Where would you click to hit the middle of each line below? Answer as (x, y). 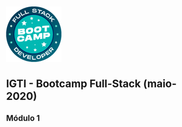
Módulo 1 (23, 118)
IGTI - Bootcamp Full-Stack (74, 84)
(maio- (160, 84)
